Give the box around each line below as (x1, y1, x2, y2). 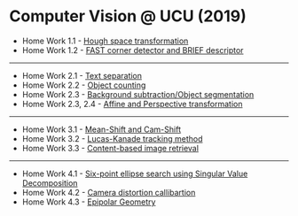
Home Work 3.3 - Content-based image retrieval (21, 143, 200, 153)
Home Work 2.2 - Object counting (21, 80, 146, 90)
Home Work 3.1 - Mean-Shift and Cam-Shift (21, 124, 182, 135)
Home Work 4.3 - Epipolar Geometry (21, 197, 156, 207)
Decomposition (21, 177, 78, 188)
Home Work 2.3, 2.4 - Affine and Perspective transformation (21, 98, 243, 109)
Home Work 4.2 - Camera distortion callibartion (21, 187, 196, 197)
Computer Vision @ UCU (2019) (9, 6, 247, 27)
